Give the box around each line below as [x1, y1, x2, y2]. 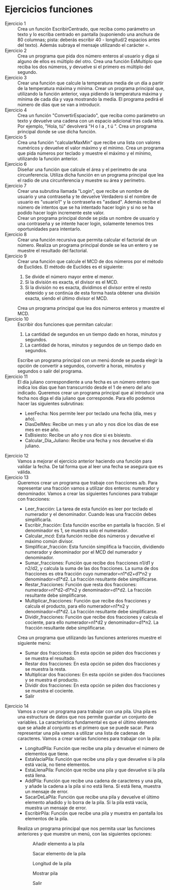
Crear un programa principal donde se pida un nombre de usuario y [17, 215, 159, 221]
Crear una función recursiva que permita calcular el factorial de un [17, 237, 157, 243]
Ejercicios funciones [5, 4, 93, 15]
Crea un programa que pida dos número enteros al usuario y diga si [17, 52, 159, 59]
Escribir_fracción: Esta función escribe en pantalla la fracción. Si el [24, 522, 165, 528]
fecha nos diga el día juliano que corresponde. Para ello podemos [17, 395, 155, 401]
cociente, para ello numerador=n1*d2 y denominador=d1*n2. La [24, 619, 159, 625]
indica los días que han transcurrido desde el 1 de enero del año [17, 384, 152, 390]
